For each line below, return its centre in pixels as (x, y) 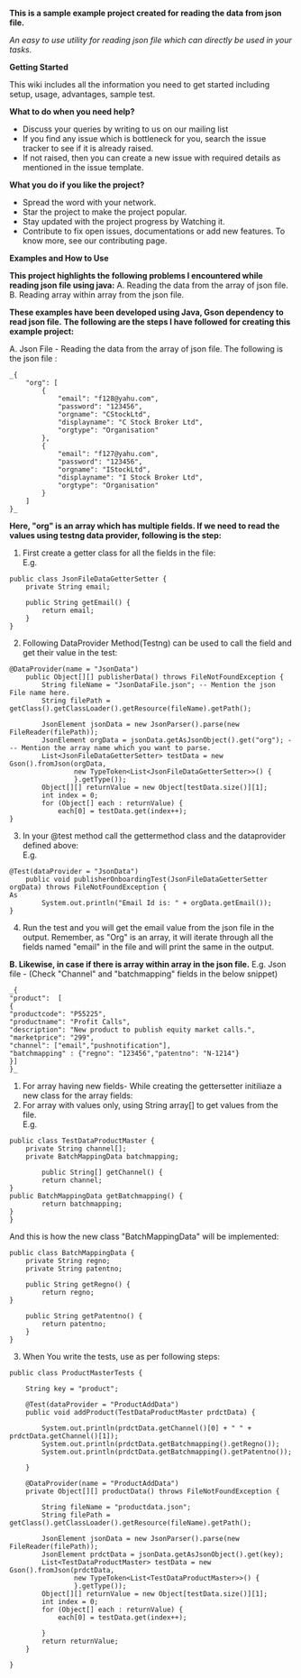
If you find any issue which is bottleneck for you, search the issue (144, 138)
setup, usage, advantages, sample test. (82, 94)
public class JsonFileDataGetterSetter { (88, 579)
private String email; (68, 587)
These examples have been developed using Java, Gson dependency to (146, 312)
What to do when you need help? (72, 111)
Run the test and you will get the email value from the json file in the (148, 927)
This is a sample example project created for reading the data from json (146, 13)
